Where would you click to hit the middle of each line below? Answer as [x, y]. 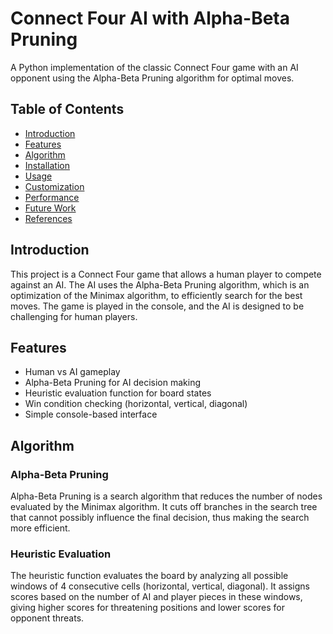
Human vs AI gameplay [72, 372]
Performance [52, 197]
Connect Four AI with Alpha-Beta [150, 18]
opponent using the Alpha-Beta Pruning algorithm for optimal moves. [152, 78]
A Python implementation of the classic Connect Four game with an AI [154, 67]
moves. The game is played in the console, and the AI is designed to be [157, 306]
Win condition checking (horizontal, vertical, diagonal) [136, 404]
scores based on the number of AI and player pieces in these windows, [156, 597]
